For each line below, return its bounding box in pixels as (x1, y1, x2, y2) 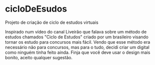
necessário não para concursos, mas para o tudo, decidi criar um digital (5, 44, 150, 50)
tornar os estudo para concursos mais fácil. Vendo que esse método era (5, 39, 150, 45)
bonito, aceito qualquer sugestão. (5, 54, 73, 60)
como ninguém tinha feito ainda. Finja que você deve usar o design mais (5, 49, 151, 55)
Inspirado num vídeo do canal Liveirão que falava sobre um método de (5, 29, 147, 34)
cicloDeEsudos (5, 3, 67, 15)
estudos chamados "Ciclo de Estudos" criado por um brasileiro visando (5, 34, 149, 40)
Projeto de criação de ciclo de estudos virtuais (5, 19, 98, 25)
